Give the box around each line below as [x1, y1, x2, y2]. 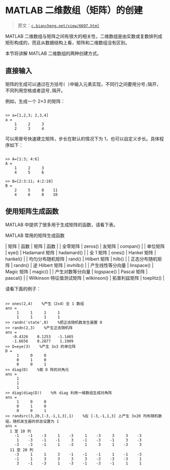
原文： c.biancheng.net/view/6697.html [17, 22, 100, 28]
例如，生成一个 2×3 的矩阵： [5, 98, 65, 104]
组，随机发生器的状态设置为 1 [5, 419, 59, 424]
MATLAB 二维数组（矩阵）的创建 [5, 5, 143, 16]
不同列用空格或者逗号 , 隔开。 [5, 87, 66, 93]
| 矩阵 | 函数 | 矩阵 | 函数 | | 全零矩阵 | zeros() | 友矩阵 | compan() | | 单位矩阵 [5, 243, 165, 249]
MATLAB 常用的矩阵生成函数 [5, 232, 65, 239]
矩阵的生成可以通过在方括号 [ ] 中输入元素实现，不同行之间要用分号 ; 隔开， [5, 81, 161, 87]
